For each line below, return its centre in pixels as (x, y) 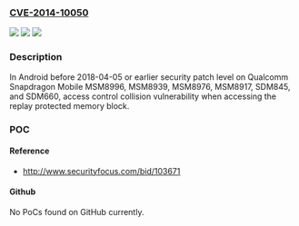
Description (36, 57)
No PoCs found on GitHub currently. (77, 211)
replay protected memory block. (70, 105)
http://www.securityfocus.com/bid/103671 (101, 171)
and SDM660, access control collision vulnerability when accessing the (143, 96)
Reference (30, 151)
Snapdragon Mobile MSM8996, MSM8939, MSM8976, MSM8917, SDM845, (150, 86)
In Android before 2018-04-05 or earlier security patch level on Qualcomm (149, 77)
